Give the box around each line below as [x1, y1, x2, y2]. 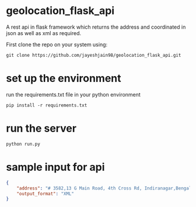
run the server [6, 122, 77, 135]
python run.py [6, 141, 41, 147]
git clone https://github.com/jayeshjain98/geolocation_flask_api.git [6, 52, 181, 58]
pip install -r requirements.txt [6, 102, 87, 108]
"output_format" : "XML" [16, 191, 75, 196]
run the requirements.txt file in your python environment [6, 91, 141, 98]
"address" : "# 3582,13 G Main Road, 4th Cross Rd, [16, 185, 142, 191]
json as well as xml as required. [6, 29, 82, 36]
